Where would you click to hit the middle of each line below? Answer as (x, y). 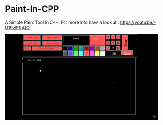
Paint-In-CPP (32, 9)
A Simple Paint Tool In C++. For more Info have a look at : (62, 22)
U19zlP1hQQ (17, 27)
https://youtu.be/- (138, 22)
